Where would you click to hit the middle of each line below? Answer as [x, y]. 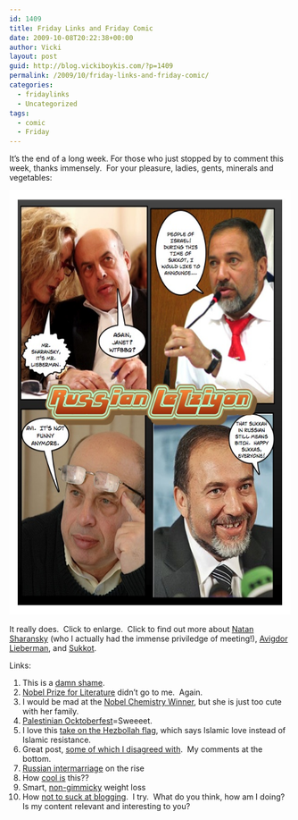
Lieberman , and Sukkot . [53, 648]
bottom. [37, 759]
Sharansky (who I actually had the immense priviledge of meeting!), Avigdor [149, 638]
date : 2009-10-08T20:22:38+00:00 [71, 38]
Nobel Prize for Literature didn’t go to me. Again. [112, 692]
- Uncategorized [47, 104]
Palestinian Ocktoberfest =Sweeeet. [87, 721]
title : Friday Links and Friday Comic [81, 28]
